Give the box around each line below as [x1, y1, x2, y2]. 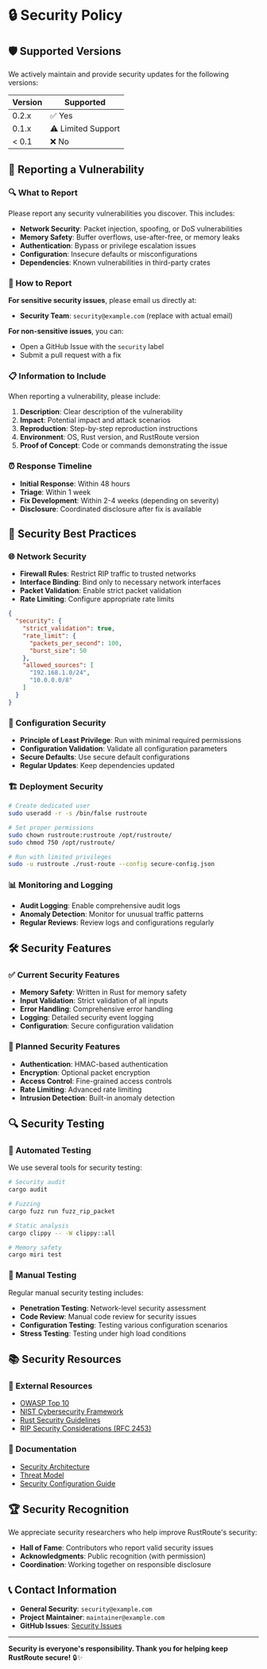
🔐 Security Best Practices [8, 526, 137, 541]
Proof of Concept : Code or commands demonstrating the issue [19, 441, 228, 450]
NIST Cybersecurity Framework [19, 1407, 124, 1416]
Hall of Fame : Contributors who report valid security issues [19, 1543, 215, 1553]
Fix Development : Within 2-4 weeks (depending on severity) [19, 495, 219, 505]
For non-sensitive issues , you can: [8, 326, 125, 336]
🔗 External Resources [8, 1380, 93, 1391]
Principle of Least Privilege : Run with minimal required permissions [19, 735, 242, 744]
